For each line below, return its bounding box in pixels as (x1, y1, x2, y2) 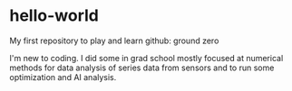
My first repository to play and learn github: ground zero (9, 35, 219, 46)
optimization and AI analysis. (9, 71, 117, 82)
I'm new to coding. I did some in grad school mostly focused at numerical (9, 52, 284, 63)
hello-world (9, 5, 100, 26)
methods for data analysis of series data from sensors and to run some (9, 62, 275, 73)
